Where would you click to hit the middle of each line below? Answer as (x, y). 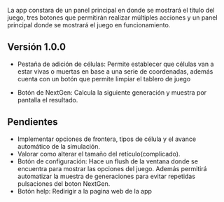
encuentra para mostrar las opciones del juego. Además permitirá (112, 168)
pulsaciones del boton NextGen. (64, 183)
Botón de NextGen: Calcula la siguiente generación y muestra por (112, 92)
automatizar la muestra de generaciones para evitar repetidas (106, 176)
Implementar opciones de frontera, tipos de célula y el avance (107, 139)
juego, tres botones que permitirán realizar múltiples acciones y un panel (113, 18)
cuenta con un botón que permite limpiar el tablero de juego (104, 79)
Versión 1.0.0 (37, 47)
